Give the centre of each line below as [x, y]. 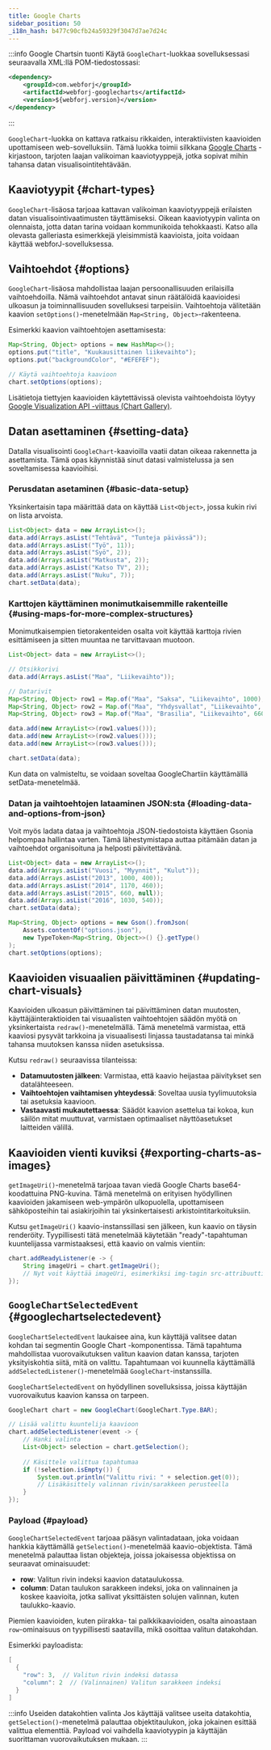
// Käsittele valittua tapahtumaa [81, 1462]
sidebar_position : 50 [45, 23]
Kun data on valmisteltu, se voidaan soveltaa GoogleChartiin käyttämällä [128, 773]
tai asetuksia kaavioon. [58, 1102]
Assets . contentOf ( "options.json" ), [83, 930]
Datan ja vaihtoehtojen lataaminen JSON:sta [97, 803]
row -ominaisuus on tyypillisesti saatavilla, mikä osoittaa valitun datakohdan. [133, 1629]
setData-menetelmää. [44, 782]
